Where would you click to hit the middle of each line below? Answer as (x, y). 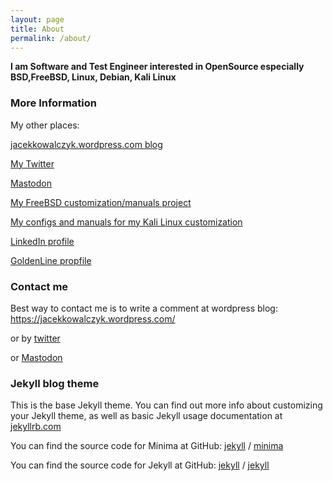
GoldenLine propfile (51, 260)
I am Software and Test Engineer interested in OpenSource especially (157, 67)
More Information (53, 103)
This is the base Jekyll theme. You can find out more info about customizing (166, 405)
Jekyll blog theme (55, 383)
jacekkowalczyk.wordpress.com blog (86, 144)
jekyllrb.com (36, 427)
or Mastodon (36, 357)
